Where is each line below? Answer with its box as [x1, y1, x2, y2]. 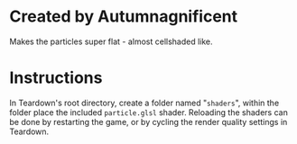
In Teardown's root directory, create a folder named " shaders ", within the [9, 97, 280, 108]
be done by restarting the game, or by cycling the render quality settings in [9, 116, 288, 127]
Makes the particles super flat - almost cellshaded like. [9, 36, 214, 47]
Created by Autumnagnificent [9, 6, 237, 27]
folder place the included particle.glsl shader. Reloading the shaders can [9, 106, 289, 118]
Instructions [9, 67, 103, 88]
